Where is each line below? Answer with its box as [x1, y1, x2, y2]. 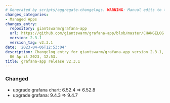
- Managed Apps [5, 17, 37, 22]
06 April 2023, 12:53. [10, 54, 58, 59]
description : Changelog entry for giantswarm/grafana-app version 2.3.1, [5, 49, 164, 54]
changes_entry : [5, 21, 37, 27]
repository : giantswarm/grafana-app [10, 26, 87, 31]
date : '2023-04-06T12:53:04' [5, 45, 67, 50]
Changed [5, 75, 29, 82]
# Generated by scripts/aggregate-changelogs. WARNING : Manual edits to [5, 7, 162, 13]
